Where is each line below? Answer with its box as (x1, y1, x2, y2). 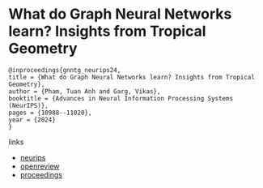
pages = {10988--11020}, (8, 109, 92, 117)
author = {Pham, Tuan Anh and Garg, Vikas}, (8, 87, 161, 96)
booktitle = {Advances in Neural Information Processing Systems (8, 94, 233, 102)
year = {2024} (8, 115, 57, 124)
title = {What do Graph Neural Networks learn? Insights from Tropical (8, 73, 255, 81)
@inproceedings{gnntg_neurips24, (8, 66, 121, 74)
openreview (19, 161, 60, 171)
